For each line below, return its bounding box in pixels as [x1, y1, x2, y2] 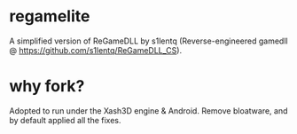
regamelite [9, 6, 90, 27]
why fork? [9, 76, 85, 97]
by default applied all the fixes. [9, 114, 121, 125]
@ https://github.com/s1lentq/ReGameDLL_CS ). [9, 44, 183, 55]
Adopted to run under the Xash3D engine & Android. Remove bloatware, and [9, 105, 288, 116]
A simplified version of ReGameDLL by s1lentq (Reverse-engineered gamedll [9, 35, 288, 46]
